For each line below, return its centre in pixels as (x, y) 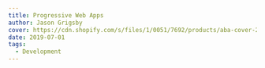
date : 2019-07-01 (37, 37)
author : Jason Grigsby (45, 23)
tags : (17, 45)
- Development (38, 52)
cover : (19, 30)
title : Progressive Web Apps (56, 15)
